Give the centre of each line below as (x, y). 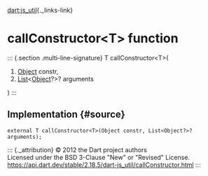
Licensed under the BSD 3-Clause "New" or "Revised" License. (99, 157)
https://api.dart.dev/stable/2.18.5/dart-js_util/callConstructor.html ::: (104, 165)
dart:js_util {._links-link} (40, 10)
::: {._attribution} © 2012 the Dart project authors (77, 149)
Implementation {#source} (67, 115)
